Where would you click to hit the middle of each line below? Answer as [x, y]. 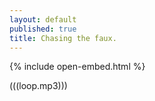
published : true [43, 29]
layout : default [43, 19]
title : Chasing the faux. [63, 38]
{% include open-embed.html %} [77, 67]
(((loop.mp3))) [38, 86]
